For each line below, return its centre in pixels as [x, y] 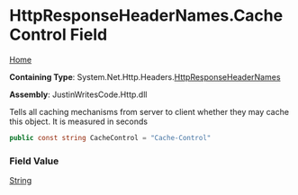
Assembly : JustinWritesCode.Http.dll [78, 94]
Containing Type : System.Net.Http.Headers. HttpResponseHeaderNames [145, 76]
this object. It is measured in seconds [79, 121]
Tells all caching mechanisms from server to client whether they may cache [149, 111]
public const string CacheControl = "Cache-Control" [110, 137]
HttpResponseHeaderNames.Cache [146, 16]
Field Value [34, 161]
